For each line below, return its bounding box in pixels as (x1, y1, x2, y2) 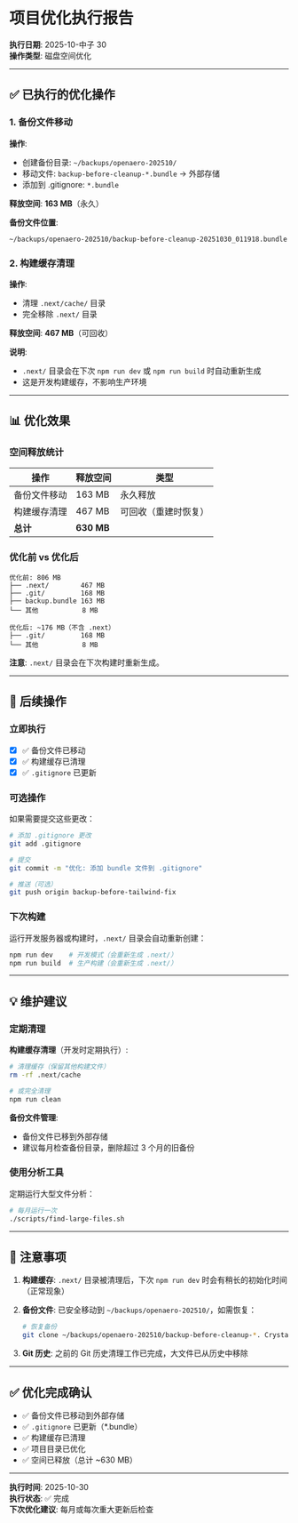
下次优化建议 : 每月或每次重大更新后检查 (9, 1503, 153, 1514)
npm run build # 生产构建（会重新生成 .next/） (9, 958, 177, 967)
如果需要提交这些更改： (9, 814, 95, 824)
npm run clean (9, 1094, 62, 1103)
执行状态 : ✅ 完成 (9, 1493, 69, 1503)
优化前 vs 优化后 (9, 550, 79, 563)
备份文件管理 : (9, 1112, 59, 1123)
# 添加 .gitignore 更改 (9, 831, 91, 840)
